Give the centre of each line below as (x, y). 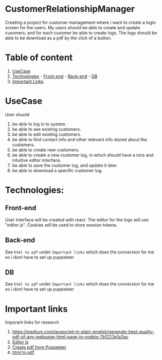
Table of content (39, 58)
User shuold (17, 114)
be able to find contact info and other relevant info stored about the (80, 139)
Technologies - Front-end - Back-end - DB (55, 76)
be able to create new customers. (46, 150)
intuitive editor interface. (37, 160)
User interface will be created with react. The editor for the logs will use (77, 219)
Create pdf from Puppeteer (39, 347)
